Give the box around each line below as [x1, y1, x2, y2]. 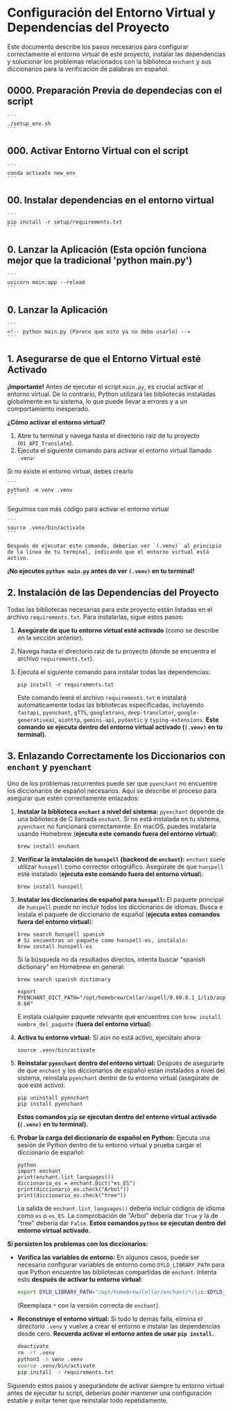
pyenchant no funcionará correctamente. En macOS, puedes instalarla [17, 822, 216, 830]
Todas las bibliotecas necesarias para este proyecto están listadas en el [7, 605, 213, 613]
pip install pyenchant [17, 1101, 83, 1108]
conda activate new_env [7, 169, 76, 176]
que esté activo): [17, 1081, 66, 1090]
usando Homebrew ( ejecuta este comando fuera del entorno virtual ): [17, 830, 218, 838]
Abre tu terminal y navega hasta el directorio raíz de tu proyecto [17, 431, 200, 440]
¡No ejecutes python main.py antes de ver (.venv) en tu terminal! [7, 567, 196, 575]
